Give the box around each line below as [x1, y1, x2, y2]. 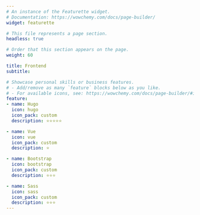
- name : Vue [6, 128, 36, 134]
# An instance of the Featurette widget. [6, 8, 111, 15]
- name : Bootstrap [6, 156, 52, 162]
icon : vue [11, 134, 36, 140]
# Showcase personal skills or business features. [6, 79, 135, 85]
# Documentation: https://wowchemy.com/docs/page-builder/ [6, 14, 156, 20]
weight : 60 [6, 52, 33, 58]
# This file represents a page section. [6, 30, 108, 36]
